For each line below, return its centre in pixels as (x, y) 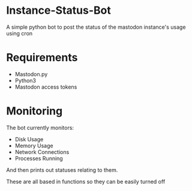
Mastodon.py (31, 74)
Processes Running (39, 158)
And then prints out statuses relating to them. (62, 170)
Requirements (42, 58)
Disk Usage (29, 139)
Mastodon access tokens (46, 87)
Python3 (25, 80)
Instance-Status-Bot (58, 10)
